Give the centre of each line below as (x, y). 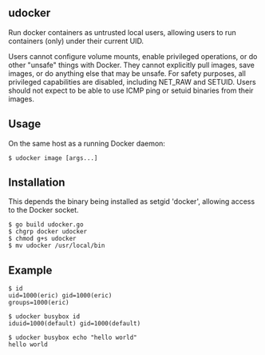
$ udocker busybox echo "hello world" (73, 338)
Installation (37, 183)
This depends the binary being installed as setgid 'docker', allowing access (132, 201)
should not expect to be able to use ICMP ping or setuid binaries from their (131, 90)
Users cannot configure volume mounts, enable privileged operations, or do (133, 56)
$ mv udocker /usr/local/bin (57, 246)
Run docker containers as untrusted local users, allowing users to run (123, 32)
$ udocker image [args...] (53, 158)
